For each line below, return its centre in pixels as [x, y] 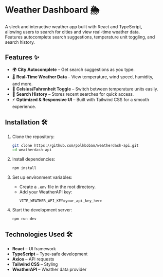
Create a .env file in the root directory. [57, 187]
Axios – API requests [33, 259]
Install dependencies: [34, 159]
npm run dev [24, 219]
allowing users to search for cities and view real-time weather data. [72, 32]
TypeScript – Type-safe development [50, 254]
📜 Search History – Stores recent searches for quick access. [73, 94]
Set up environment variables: [42, 177]
